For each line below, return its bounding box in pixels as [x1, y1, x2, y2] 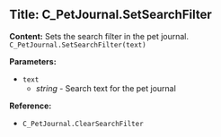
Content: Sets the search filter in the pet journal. [9, 30, 190, 41]
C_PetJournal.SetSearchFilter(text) [9, 40, 146, 49]
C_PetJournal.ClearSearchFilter [22, 119, 144, 128]
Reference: [9, 100, 52, 111]
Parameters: [9, 56, 57, 66]
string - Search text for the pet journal [35, 82, 177, 93]
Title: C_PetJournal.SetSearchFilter [9, 7, 213, 22]
